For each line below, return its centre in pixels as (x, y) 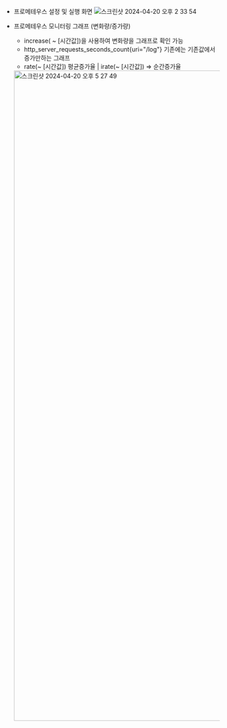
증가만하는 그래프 (47, 58)
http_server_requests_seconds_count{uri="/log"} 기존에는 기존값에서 (120, 49)
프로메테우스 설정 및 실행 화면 (53, 11)
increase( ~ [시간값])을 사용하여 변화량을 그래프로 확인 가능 (104, 41)
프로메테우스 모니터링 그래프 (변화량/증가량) (72, 26)
